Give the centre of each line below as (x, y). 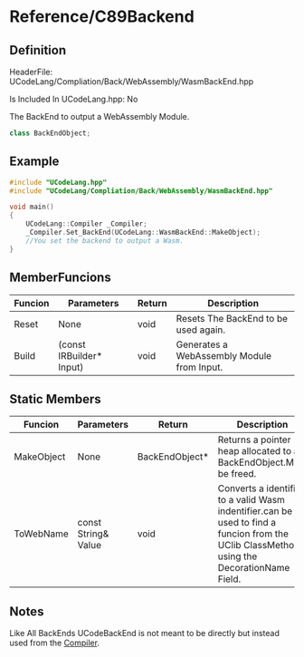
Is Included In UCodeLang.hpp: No (74, 99)
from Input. (199, 367)
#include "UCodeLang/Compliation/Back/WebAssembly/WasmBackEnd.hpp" (141, 191)
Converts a (241, 488)
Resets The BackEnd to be (232, 318)
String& (93, 534)
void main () (32, 207)
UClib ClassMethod (259, 546)
